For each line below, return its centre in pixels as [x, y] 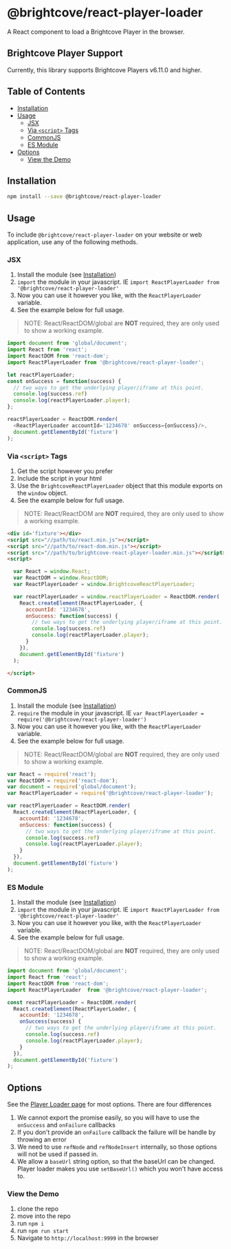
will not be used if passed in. [57, 1154]
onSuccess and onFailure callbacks [66, 1125]
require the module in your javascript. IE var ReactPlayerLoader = [110, 713]
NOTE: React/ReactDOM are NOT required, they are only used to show [124, 513]
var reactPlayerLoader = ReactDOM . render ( [69, 806]
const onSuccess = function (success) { [64, 381]
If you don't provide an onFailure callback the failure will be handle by [116, 1132]
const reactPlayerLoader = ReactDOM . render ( [72, 1002]
